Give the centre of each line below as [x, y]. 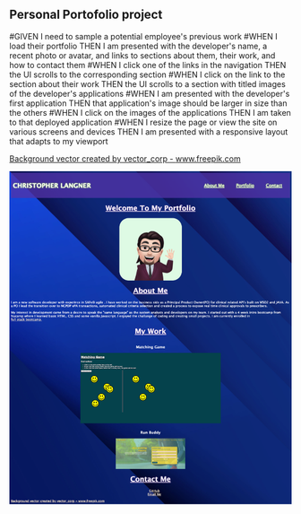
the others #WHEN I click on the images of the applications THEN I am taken [150, 112]
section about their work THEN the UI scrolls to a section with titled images [148, 83]
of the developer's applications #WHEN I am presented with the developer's [150, 93]
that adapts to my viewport [59, 141]
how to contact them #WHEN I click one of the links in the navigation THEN [148, 65]
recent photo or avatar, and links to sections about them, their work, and [142, 55]
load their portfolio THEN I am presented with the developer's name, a [138, 46]
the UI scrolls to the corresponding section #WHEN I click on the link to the [147, 74]
